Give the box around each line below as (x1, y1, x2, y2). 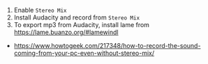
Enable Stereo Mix (13, 6, 68, 14)
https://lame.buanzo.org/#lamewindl (13, 28, 119, 36)
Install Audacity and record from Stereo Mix (13, 13, 140, 22)
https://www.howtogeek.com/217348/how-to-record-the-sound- (13, 42, 201, 49)
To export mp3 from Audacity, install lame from (13, 21, 150, 29)
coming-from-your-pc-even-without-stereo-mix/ (13, 49, 155, 57)
